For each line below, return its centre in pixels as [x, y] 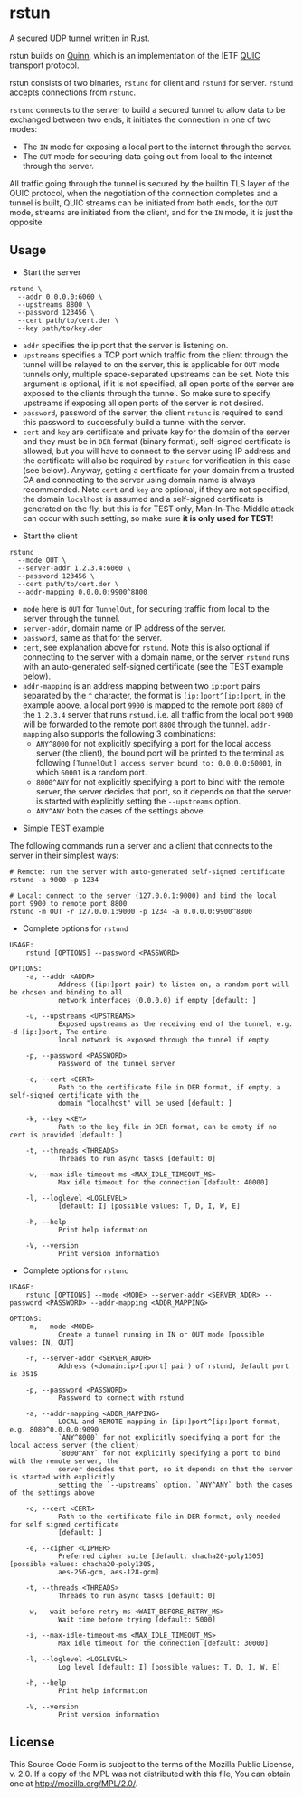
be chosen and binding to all [66, 992]
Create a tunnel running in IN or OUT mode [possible [161, 1334]
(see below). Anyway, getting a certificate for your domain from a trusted [158, 470]
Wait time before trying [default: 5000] [137, 1619]
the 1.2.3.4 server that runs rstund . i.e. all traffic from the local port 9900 [158, 714]
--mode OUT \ [42, 560]
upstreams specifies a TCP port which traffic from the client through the [155, 355]
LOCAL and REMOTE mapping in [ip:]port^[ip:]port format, [169, 1422]
